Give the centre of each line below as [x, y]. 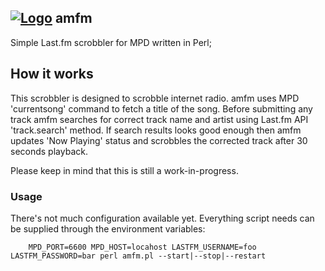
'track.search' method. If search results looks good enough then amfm [156, 130]
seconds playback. [49, 151]
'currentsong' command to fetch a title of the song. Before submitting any [161, 108]
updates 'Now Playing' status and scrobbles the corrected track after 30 [159, 140]
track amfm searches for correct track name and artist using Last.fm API [159, 119]
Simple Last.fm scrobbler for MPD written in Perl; [111, 42]
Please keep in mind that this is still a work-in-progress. [124, 170]
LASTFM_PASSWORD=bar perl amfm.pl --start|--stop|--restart [138, 256]
